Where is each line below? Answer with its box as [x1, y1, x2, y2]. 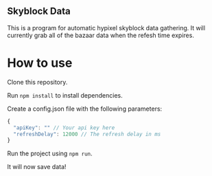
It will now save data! [7, 163, 67, 171]
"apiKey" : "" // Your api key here [13, 124, 115, 131]
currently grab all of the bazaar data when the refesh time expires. [7, 31, 194, 39]
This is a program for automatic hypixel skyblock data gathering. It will [7, 23, 206, 32]
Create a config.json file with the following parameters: [7, 104, 163, 113]
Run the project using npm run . [7, 149, 93, 157]
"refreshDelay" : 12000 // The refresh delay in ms [13, 131, 161, 137]
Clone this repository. [7, 78, 68, 86]
